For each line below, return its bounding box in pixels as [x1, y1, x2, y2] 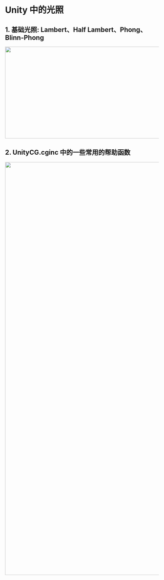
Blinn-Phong [5, 33, 44, 42]
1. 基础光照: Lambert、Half [5, 25, 86, 34]
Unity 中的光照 [5, 4, 64, 16]
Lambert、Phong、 [87, 25, 147, 34]
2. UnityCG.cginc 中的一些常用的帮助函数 [5, 148, 131, 157]
